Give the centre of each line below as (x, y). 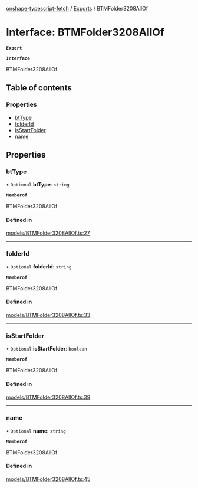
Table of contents (39, 88)
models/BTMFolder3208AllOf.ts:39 (48, 397)
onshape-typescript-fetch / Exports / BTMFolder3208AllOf (77, 9)
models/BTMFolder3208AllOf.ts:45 (48, 479)
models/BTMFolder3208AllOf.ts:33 (48, 315)
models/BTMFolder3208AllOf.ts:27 (48, 233)
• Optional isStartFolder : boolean (47, 349)
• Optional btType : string (38, 185)
